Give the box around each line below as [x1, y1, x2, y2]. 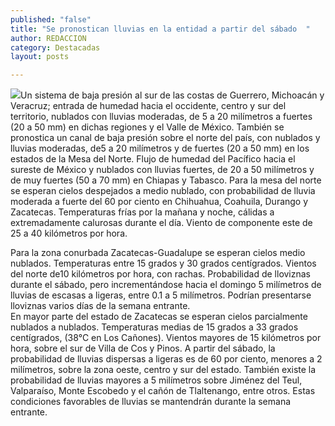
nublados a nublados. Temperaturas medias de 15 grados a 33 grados [10, 321, 299, 333]
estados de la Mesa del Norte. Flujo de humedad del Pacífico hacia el [10, 153, 296, 165]
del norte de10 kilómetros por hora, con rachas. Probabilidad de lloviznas [10, 268, 312, 280]
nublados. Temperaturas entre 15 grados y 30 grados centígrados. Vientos [10, 257, 317, 270]
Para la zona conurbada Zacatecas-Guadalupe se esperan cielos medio [10, 247, 306, 259]
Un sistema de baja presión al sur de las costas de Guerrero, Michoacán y [20, 89, 325, 101]
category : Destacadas [10, 42, 101, 53]
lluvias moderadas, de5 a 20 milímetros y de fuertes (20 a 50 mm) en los [10, 142, 310, 155]
